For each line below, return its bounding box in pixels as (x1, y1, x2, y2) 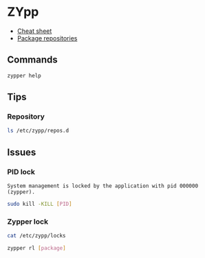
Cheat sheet (17, 27, 52, 35)
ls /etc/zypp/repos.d (7, 128, 69, 134)
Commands (7, 54, 58, 66)
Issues (7, 146, 36, 158)
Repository (7, 111, 45, 121)
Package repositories (17, 34, 78, 42)
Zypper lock (7, 217, 49, 226)
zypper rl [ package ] (7, 244, 67, 251)
